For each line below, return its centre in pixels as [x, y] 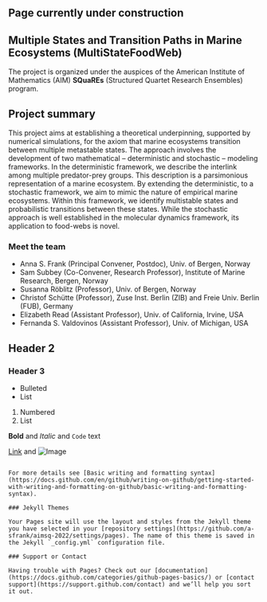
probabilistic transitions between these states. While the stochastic [118, 209]
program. [24, 89]
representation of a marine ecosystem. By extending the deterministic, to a [131, 184]
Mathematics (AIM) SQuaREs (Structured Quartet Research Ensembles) [126, 80]
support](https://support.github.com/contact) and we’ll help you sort [130, 584]
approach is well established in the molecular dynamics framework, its [124, 217]
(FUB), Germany [46, 307]
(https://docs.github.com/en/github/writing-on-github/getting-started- [132, 480]
